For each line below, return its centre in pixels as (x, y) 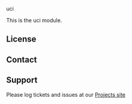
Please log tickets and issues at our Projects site (66, 94)
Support (22, 80)
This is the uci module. (34, 20)
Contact (22, 60)
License (21, 39)
